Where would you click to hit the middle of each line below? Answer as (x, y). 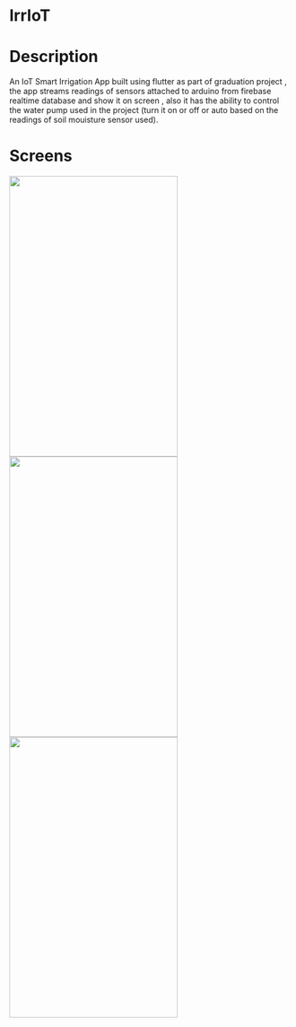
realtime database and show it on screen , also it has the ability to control (144, 101)
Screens (41, 156)
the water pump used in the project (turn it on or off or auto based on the (144, 110)
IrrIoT (30, 16)
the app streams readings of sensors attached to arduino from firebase (140, 92)
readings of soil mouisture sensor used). (84, 120)
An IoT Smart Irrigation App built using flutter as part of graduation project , (148, 82)
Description (54, 57)
